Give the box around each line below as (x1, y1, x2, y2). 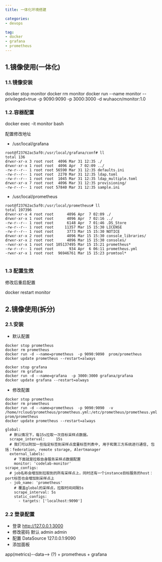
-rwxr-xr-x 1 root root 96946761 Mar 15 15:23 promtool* (5, 251, 127, 256)
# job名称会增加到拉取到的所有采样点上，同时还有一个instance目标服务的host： (9, 471, 154, 476)
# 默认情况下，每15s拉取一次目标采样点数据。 (9, 432, 91, 437)
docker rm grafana (5, 369, 43, 374)
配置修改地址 (5, 130, 31, 136)
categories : (5, 16, 30, 21)
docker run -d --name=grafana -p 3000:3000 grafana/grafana (5, 373, 133, 378)
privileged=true (5, 96, 37, 102)
